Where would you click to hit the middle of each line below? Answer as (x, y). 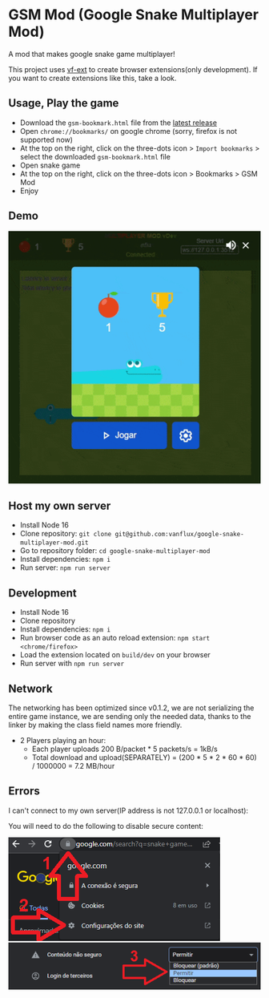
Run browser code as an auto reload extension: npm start (115, 638)
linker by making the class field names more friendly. (95, 725)
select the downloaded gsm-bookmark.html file (95, 156)
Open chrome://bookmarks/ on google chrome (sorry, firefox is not (128, 131)
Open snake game (50, 165)
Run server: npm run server (65, 568)
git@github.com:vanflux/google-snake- (179, 535)
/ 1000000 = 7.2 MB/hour (73, 766)
